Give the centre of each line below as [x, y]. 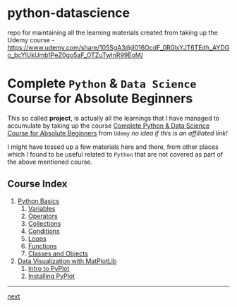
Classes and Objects [58, 253]
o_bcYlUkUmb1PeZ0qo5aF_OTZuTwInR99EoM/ [75, 55]
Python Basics [38, 201]
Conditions [44, 231]
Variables [42, 208]
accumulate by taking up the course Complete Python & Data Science [109, 126]
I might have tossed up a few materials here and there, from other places [113, 147]
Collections [44, 223]
